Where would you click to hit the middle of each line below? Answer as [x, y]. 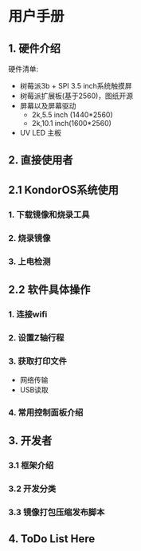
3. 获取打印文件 [38, 361]
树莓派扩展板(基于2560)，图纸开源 [76, 96]
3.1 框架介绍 [31, 466]
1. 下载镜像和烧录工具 [49, 214]
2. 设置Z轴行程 [36, 337]
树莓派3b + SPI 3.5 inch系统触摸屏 [76, 86]
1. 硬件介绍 [35, 48]
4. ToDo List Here [52, 539]
